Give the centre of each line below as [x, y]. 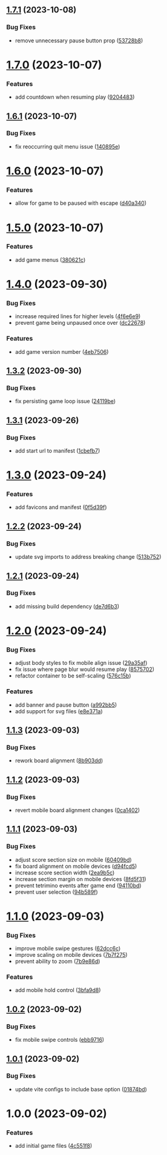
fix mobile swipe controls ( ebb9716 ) [60, 1040]
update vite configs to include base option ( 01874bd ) [81, 1089]
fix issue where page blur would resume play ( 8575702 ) [85, 670]
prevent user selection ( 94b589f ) [56, 892]
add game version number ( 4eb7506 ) [62, 351]
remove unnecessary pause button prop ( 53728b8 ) [79, 40]
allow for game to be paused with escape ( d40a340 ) [81, 203]
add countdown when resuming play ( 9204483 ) [75, 97]
